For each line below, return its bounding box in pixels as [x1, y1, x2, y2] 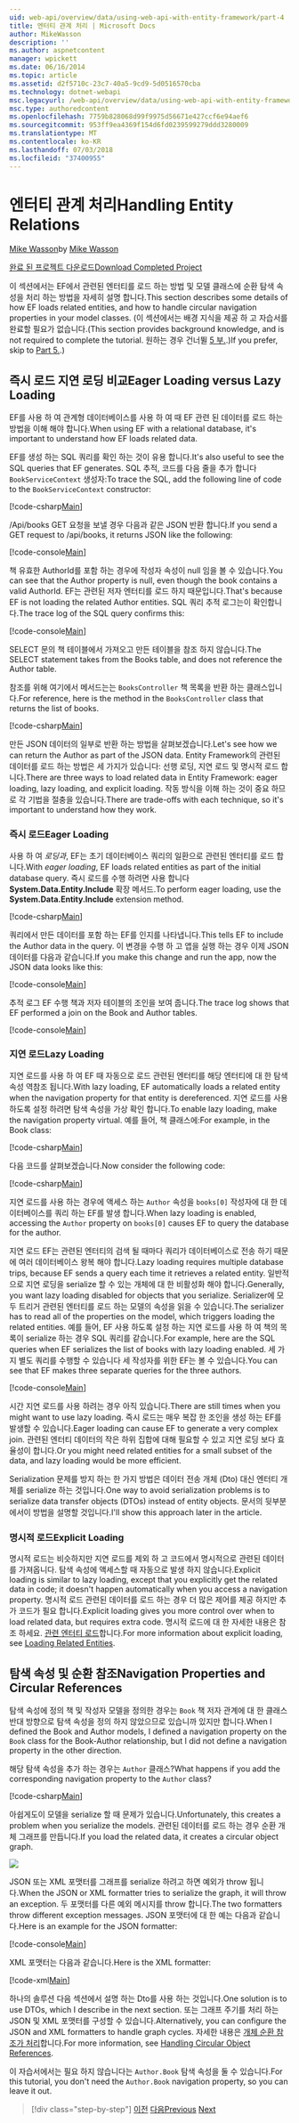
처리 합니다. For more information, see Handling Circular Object [25, 2038, 251, 2048]
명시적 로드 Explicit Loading [9, 1531, 125, 1544]
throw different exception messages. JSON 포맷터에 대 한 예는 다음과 [9, 1909, 257, 1920]
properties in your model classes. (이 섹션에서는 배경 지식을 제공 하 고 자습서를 [9, 312, 288, 323]
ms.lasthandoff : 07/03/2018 [9, 145, 114, 154]
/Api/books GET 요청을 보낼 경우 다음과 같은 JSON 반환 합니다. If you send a [9, 520, 278, 531]
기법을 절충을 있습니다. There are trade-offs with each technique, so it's [28, 794, 284, 806]
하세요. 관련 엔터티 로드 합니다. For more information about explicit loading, [18, 1628, 283, 1639]
